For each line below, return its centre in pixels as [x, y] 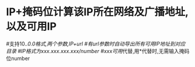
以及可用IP [32, 27]
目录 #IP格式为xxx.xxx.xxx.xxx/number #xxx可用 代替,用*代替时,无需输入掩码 [98, 51]
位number [18, 58]
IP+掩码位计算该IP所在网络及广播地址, [97, 12]
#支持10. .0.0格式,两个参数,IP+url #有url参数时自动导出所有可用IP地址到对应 [96, 44]
